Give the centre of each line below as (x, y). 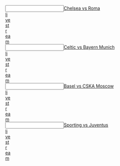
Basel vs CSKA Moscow (89, 86)
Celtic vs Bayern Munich (89, 47)
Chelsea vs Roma (82, 8)
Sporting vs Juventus (86, 125)
